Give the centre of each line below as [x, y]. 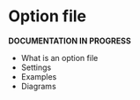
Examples [39, 76]
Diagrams [38, 86]
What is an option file [59, 58]
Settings [36, 67]
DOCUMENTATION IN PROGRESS [70, 41]
